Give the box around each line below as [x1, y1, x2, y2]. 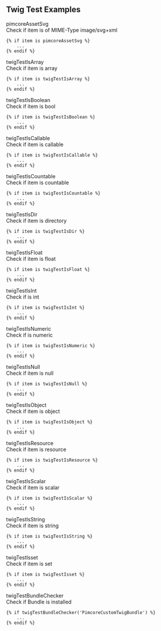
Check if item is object [6, 408, 60, 415]
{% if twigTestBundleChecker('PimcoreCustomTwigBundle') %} [6, 609, 156, 615]
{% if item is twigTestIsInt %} [6, 304, 85, 310]
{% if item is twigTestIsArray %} [6, 76, 91, 82]
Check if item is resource [6, 446, 67, 453]
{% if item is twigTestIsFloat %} [6, 266, 91, 272]
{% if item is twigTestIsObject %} [6, 419, 93, 425]
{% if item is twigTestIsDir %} [6, 228, 85, 234]
